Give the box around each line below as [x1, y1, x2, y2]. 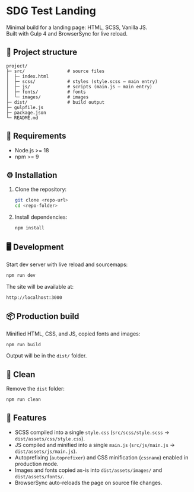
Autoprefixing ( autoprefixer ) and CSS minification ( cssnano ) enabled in [14, 453, 189, 461]
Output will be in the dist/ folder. [6, 352, 87, 359]
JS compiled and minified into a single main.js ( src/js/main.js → [14, 441, 175, 448]
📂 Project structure [6, 47, 78, 57]
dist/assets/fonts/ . [14, 472, 65, 480]
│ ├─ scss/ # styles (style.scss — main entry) [6, 78, 158, 84]
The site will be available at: [6, 283, 74, 290]
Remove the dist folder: [6, 385, 65, 392]
